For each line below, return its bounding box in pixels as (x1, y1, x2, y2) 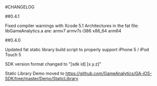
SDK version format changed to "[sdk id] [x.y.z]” (5, 61, 101, 67)
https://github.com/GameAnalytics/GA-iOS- (65, 71, 152, 76)
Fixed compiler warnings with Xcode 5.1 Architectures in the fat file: (5, 23, 139, 29)
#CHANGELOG (5, 4, 35, 10)
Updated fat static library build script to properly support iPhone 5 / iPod (5, 47, 149, 52)
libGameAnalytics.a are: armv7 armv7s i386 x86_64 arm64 (5, 28, 122, 33)
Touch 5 (5, 52, 22, 57)
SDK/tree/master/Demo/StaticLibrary (5, 76, 79, 81)
